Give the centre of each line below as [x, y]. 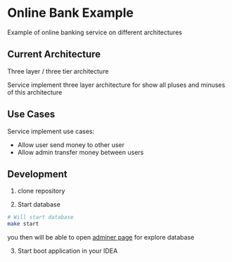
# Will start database [40, 218]
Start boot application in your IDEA [67, 251]
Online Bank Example [70, 13]
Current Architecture [54, 54]
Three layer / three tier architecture [58, 71]
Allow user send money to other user [71, 144]
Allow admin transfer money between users [80, 152]
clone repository [41, 191]
